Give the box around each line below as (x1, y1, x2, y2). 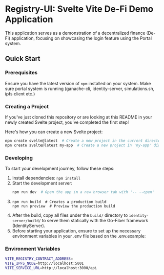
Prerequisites (5, 69, 38, 76)
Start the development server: (12, 180, 73, 186)
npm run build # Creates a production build (12, 199, 106, 204)
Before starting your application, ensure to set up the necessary (12, 228, 141, 233)
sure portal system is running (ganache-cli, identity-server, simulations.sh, (5, 86, 155, 92)
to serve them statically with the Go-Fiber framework (41, 217, 148, 223)
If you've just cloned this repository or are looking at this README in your (5, 114, 152, 120)
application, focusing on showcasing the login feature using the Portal (11, 35, 152, 41)
